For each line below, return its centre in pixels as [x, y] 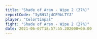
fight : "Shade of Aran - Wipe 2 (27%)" [47, 24]
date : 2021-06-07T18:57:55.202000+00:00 [49, 29]
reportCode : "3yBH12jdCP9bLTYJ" [39, 15]
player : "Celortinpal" [29, 19]
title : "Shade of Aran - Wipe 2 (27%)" [47, 10]
